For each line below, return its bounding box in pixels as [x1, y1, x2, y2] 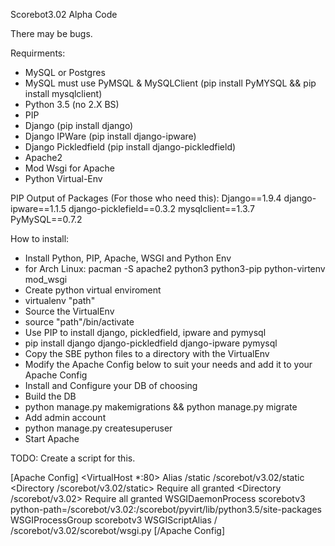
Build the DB [24, 390, 77, 402]
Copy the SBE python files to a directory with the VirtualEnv [24, 348, 270, 359]
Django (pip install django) [24, 120, 134, 131]
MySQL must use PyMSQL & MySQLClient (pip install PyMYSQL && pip [24, 77, 317, 89]
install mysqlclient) [24, 88, 103, 99]
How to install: [10, 233, 70, 244]
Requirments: [10, 47, 66, 59]
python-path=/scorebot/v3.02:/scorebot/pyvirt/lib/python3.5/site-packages [10, 504, 322, 515]
